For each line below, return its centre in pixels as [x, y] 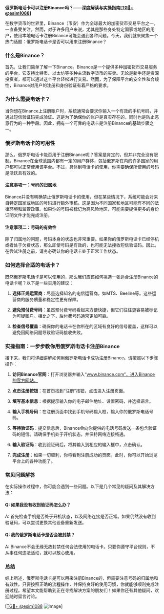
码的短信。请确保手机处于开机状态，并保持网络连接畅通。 [70, 434]
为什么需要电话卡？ [28, 99]
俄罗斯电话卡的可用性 [30, 143]
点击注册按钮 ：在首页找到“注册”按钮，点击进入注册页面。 [70, 391]
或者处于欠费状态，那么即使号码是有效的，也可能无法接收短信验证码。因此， [82, 245]
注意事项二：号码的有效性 [31, 227]
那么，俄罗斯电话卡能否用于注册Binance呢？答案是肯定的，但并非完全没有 [80, 154]
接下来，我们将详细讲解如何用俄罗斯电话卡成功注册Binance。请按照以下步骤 [82, 358]
